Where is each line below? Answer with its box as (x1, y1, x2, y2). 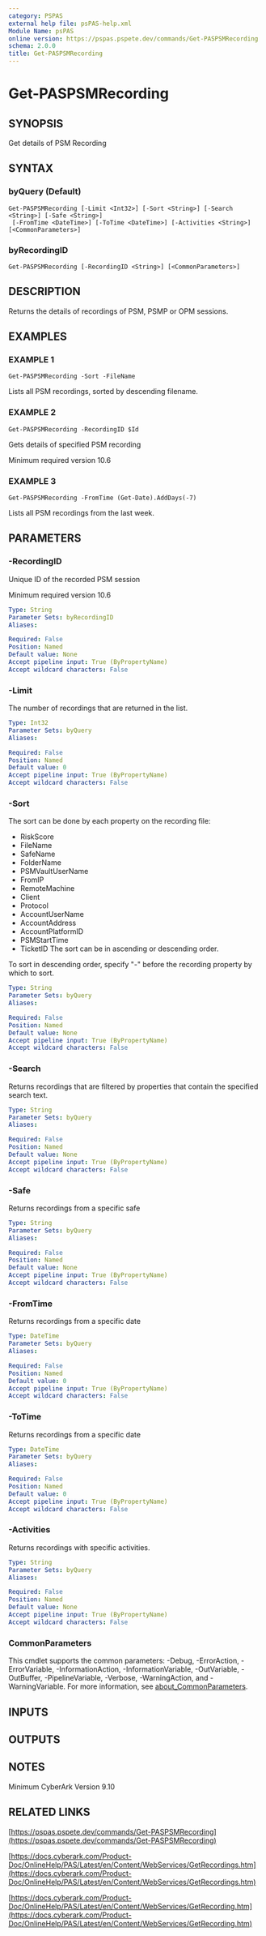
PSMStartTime (19, 936, 69, 945)
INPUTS (8, 1705, 49, 1719)
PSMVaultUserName (19, 867, 89, 876)
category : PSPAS (8, 11, 63, 20)
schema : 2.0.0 (8, 42, 57, 50)
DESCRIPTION (8, 285, 81, 298)
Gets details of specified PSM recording (8, 439, 141, 449)
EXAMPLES (8, 330, 67, 344)
